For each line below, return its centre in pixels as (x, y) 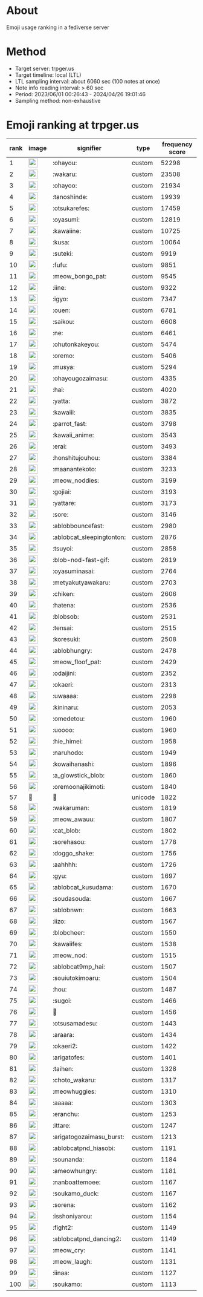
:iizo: (59, 921)
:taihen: (63, 1068)
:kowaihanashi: (73, 764)
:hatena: (64, 605)
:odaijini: (64, 673)
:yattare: (64, 503)
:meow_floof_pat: (77, 662)
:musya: (64, 367)
